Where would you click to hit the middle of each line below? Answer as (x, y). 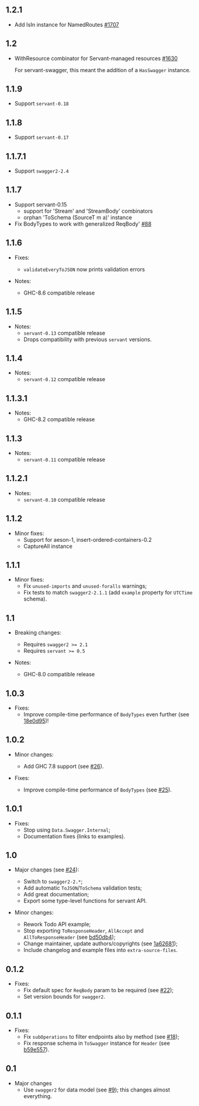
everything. (38, 1096)
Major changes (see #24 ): (47, 870)
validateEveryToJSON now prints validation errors (84, 269)
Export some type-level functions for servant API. (85, 901)
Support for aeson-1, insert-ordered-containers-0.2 (87, 539)
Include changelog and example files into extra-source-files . (100, 950)
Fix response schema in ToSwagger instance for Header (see (97, 1043)
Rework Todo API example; (57, 924)
